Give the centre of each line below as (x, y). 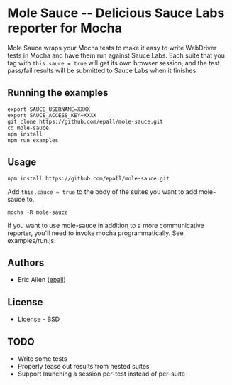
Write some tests (42, 359)
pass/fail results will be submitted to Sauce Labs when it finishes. (103, 70)
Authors (26, 262)
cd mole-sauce (28, 128)
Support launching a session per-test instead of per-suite (101, 374)
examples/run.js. (32, 240)
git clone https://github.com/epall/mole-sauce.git (85, 121)
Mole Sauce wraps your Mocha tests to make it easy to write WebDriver (112, 48)
